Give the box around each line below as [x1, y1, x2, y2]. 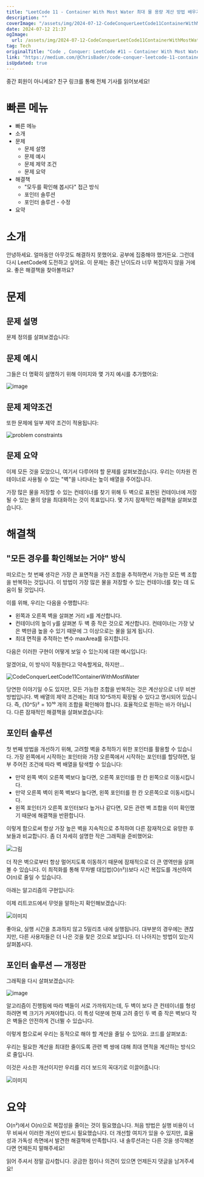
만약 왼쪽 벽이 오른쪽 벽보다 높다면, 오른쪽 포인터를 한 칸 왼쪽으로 [15, 773, 169, 781]
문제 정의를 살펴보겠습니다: [6, 334, 70, 341]
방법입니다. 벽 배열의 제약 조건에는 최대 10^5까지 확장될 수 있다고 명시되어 [6, 693, 181, 700]
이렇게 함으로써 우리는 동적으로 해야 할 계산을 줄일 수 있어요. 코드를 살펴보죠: [6, 1030, 188, 1037]
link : [6, 54, 20, 60]
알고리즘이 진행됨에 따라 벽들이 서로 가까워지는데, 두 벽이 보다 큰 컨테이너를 [6, 1002, 185, 1009]
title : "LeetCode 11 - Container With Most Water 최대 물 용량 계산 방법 [6, 9, 185, 15]
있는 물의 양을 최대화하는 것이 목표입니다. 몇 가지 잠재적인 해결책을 [19, 496, 176, 503]
